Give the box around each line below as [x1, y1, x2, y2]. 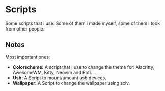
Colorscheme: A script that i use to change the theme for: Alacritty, [12, 64, 154, 70]
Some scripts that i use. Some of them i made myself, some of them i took [5, 20, 160, 26]
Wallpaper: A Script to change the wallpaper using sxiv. [12, 80, 130, 86]
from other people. [5, 25, 45, 32]
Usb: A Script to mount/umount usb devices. [12, 75, 106, 81]
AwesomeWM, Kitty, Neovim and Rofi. [12, 69, 93, 75]
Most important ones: [5, 54, 50, 60]
